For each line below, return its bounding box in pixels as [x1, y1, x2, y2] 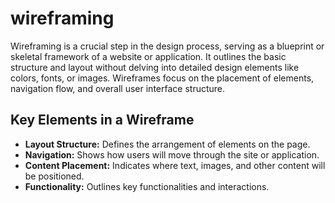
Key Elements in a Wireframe [10, 112, 195, 129]
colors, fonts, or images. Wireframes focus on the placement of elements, [10, 72, 315, 84]
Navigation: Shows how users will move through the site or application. [24, 148, 320, 161]
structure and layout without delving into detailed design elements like [10, 61, 300, 73]
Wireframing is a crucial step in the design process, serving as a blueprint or [10, 40, 325, 52]
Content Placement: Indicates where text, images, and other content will [24, 159, 326, 171]
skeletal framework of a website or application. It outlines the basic [10, 50, 287, 62]
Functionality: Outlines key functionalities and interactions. [24, 180, 270, 192]
